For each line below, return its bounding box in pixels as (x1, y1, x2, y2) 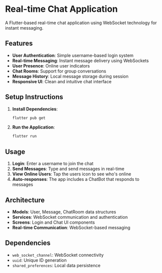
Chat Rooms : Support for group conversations (12, 68, 107, 74)
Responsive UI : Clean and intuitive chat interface (12, 78, 112, 84)
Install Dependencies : (12, 106, 58, 112)
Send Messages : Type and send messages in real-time (12, 166, 125, 172)
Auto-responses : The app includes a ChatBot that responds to (12, 176, 140, 182)
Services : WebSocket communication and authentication (12, 214, 128, 220)
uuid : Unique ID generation (12, 257, 67, 263)
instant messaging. (5, 25, 44, 31)
